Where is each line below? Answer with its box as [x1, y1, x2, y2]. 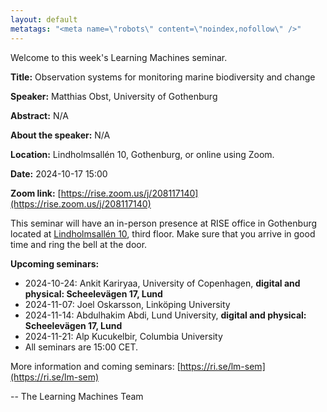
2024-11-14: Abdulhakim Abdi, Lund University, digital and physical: [24, 309, 307, 321]
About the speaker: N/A [10, 129, 111, 141]
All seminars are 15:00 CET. [24, 341, 138, 353]
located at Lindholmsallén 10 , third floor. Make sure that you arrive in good [10, 227, 316, 240]
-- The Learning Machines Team [10, 390, 144, 402]
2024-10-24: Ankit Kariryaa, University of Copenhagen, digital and [24, 277, 301, 289]
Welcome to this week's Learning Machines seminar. [10, 51, 228, 63]
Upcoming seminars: [10, 257, 100, 270]
